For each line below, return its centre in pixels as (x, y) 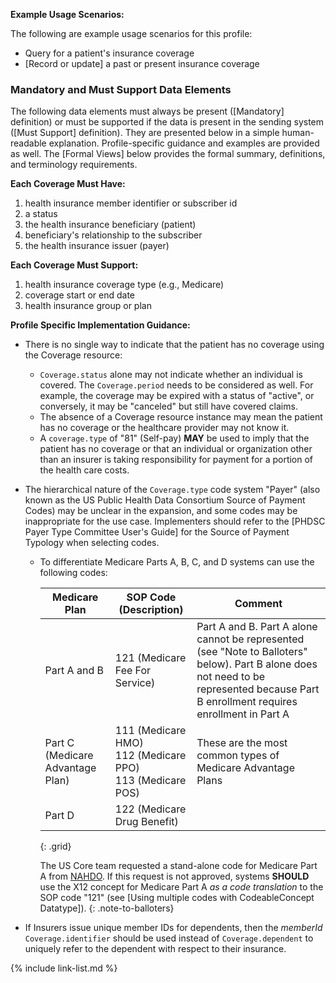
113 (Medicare (150, 781)
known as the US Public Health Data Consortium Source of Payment (165, 500)
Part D (59, 816)
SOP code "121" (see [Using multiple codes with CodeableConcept (177, 898)
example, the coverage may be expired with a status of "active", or (177, 396)
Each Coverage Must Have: (68, 184)
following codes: (73, 573)
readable (28, 143)
